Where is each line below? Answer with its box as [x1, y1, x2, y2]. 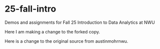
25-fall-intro [4, 3, 56, 15]
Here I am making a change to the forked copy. [4, 29, 100, 34]
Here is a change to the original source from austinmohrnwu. [4, 38, 128, 44]
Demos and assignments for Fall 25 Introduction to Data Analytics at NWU [4, 19, 155, 25]
